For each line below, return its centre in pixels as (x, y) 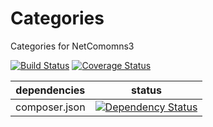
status (147, 90)
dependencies (50, 90)
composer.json (50, 107)
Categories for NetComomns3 (72, 46)
